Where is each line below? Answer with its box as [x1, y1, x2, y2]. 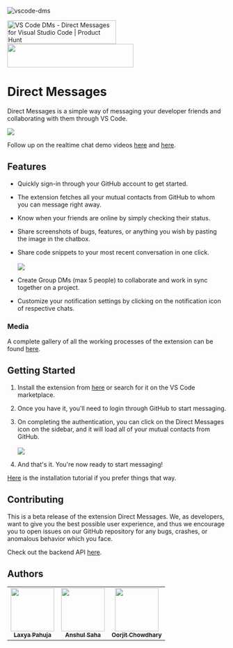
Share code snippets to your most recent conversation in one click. [17, 248, 210, 257]
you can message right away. [17, 200, 102, 209]
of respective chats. [17, 304, 75, 312]
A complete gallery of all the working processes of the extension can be [7, 337, 214, 346]
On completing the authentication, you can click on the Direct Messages [17, 417, 225, 426]
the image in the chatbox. [17, 234, 90, 243]
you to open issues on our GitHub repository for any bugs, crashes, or [7, 527, 208, 535]
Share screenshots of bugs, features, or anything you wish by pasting [17, 227, 217, 236]
